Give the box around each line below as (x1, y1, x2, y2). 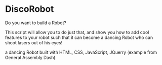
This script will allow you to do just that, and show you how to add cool (5, 29, 149, 35)
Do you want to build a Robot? (5, 20, 67, 26)
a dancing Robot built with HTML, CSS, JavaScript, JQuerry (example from (5, 49, 157, 55)
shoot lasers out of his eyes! (5, 39, 63, 45)
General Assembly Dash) (5, 54, 56, 60)
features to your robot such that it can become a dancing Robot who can (5, 34, 153, 40)
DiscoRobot (5, 3, 54, 15)
